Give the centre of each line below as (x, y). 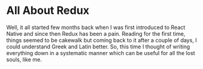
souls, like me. (24, 59)
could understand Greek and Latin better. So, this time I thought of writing (98, 47)
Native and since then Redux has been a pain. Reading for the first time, (96, 33)
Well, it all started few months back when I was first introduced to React (96, 27)
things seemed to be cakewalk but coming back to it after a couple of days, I (101, 40)
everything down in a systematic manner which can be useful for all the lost (101, 53)
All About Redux (48, 11)
